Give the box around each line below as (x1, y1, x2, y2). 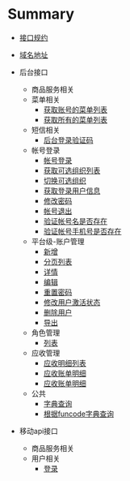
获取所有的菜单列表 (43, 114, 108, 124)
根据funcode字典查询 (43, 409, 115, 419)
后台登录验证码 (43, 135, 94, 144)
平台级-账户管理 (31, 236, 86, 246)
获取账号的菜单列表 (43, 105, 108, 114)
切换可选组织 (43, 175, 86, 185)
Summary (7, 5, 74, 24)
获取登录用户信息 (43, 186, 101, 195)
